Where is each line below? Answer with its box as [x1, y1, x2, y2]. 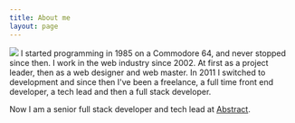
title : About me [9, 13, 71, 23]
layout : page [9, 22, 59, 31]
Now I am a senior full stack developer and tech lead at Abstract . [9, 103, 251, 114]
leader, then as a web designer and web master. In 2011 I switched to [9, 67, 266, 78]
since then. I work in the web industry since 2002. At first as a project [9, 57, 269, 68]
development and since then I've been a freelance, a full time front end [9, 76, 274, 87]
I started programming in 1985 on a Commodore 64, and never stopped [20, 47, 287, 59]
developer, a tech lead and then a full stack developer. [9, 86, 212, 97]
